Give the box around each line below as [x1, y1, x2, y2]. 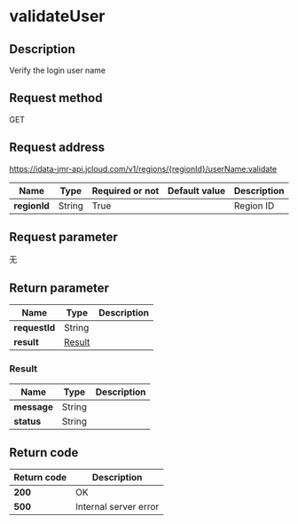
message [13, 401, 53, 413]
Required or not [91, 184, 160, 197]
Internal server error [74, 501, 160, 513]
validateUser [9, 6, 106, 27]
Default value [167, 184, 226, 197]
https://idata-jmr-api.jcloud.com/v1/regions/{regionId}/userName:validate [9, 163, 278, 174]
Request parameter [9, 230, 118, 245]
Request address [9, 140, 106, 155]
